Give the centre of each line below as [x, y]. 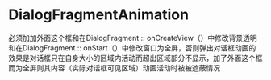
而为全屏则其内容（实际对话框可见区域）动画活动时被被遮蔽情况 [114, 68]
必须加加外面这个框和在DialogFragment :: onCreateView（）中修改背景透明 [133, 38]
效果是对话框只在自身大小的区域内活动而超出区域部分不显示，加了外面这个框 [135, 58]
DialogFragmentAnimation [99, 15]
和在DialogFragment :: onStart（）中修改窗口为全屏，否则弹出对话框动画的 [132, 48]
